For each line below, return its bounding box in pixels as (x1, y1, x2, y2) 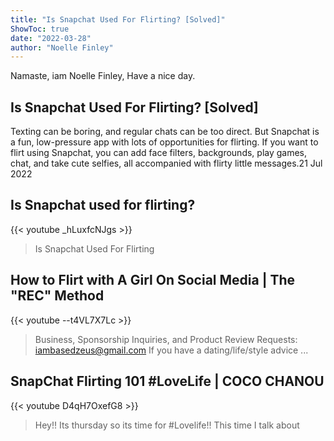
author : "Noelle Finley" (10, 42, 114, 53)
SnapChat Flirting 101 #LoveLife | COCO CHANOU (10, 373, 325, 390)
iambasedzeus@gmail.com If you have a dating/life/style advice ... (34, 344, 309, 356)
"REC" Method (10, 287, 105, 305)
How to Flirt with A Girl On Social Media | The (10, 272, 296, 289)
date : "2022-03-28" (10, 33, 92, 43)
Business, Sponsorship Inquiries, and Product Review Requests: (34, 333, 298, 345)
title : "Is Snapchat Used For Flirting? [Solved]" (10, 14, 226, 25)
